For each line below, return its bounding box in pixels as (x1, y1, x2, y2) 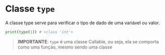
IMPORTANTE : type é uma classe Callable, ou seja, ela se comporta (17, 38, 159, 44)
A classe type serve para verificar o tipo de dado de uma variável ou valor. (5, 20, 160, 26)
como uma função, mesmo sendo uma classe (17, 44, 113, 50)
